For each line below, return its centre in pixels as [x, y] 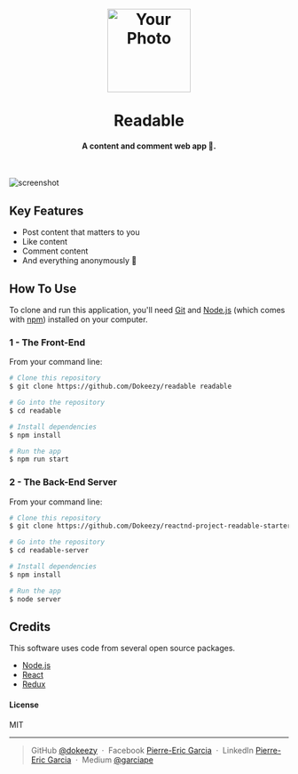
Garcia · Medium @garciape [100, 760]
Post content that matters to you [81, 232]
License [24, 705]
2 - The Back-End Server [63, 482]
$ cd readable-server [49, 551]
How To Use [43, 289]
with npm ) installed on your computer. [78, 319]
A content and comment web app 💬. [149, 146]
